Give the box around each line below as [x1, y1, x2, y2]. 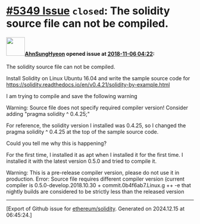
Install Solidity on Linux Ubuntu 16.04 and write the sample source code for [6, 75, 190, 82]
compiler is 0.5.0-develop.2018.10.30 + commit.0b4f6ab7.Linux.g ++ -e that [6, 182, 192, 189]
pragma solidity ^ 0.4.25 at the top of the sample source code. [6, 128, 159, 135]
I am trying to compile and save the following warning [6, 93, 138, 100]
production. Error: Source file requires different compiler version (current [6, 175, 185, 182]
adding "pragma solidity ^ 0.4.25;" [6, 111, 90, 118]
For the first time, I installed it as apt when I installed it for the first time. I [6, 152, 183, 159]
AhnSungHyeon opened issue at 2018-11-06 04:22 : [24, 50, 155, 57]
